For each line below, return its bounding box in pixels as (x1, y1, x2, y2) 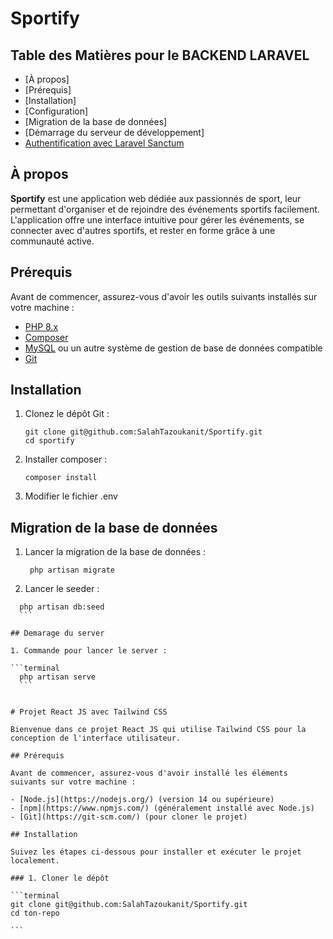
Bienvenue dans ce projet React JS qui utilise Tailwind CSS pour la (10, 725, 307, 735)
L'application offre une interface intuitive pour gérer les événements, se (10, 213, 305, 226)
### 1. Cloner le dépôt (10, 873, 110, 884)
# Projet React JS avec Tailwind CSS (10, 707, 168, 717)
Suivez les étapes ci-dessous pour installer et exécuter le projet (10, 847, 302, 857)
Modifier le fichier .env (24, 490, 118, 502)
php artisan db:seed (19, 602, 105, 612)
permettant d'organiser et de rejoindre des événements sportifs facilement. (10, 203, 320, 215)
